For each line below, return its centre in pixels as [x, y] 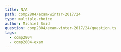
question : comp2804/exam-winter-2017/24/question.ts [61, 28]
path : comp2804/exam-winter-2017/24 [43, 14]
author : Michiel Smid [28, 24]
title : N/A [16, 10]
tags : [11, 33]
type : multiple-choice [29, 19]
